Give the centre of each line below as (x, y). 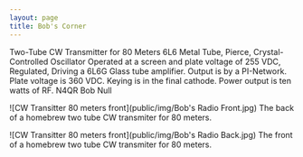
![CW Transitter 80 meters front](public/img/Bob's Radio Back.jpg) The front (151, 134)
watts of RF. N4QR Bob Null (61, 90)
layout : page (34, 18)
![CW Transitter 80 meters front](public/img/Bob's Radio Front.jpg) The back (152, 107)
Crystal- (268, 51)
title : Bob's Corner (48, 26)
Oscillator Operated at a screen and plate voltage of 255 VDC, (166, 61)
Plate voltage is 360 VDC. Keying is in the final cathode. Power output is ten (151, 80)
